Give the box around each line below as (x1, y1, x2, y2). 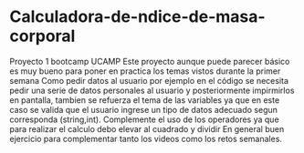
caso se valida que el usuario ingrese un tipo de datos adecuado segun (9, 104, 278, 115)
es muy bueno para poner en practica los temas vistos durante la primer (9, 66, 281, 76)
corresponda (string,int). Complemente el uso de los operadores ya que (9, 114, 280, 125)
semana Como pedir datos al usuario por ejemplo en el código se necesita (9, 75, 289, 86)
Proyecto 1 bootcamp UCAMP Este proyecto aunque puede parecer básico (9, 56, 290, 66)
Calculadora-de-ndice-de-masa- (9, 6, 267, 27)
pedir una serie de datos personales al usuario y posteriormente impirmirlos (9, 85, 295, 96)
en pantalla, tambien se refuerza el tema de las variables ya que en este (9, 94, 280, 106)
